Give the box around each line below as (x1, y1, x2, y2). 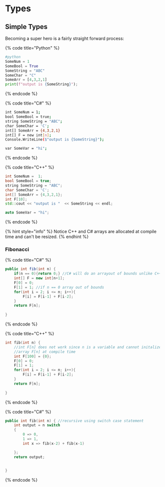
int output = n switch (14, 423, 60, 428)
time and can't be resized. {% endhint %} (5, 234, 89, 240)
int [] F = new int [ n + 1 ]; (14, 276, 65, 281)
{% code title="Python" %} (5, 45, 60, 51)
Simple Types (5, 23, 48, 31)
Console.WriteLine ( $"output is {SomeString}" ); (5, 137, 105, 142)
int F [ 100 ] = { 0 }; (14, 354, 52, 359)
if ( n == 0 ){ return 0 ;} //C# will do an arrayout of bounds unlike (14, 271, 153, 276)
